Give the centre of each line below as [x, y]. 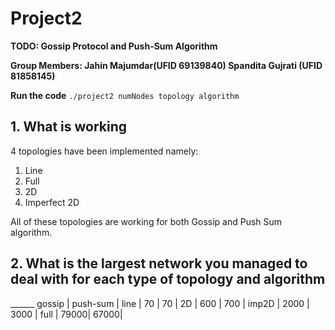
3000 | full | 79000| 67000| [66, 314]
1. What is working [69, 127]
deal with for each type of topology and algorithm [168, 279]
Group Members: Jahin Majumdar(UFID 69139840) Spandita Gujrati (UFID [166, 65]
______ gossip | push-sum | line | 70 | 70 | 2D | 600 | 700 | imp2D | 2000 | [160, 303]
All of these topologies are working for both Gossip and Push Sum [146, 221]
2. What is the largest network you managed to [159, 263]
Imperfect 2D [52, 202]
